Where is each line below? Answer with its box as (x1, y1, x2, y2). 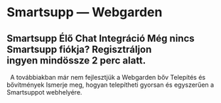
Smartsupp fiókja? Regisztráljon (6, 43, 152, 55)
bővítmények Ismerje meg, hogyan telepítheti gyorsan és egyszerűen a (6, 80, 215, 89)
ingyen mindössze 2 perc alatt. (6, 54, 146, 66)
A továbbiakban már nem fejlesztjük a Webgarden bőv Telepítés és (9, 73, 206, 81)
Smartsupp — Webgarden (6, 4, 163, 20)
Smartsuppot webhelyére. (6, 88, 82, 96)
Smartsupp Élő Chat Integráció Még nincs (6, 32, 195, 44)
